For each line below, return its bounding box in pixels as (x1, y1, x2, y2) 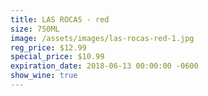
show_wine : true (10, 71, 78, 81)
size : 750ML (10, 24, 60, 34)
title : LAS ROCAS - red (10, 14, 110, 25)
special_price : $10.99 (10, 52, 105, 62)
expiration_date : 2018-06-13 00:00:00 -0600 (10, 61, 199, 71)
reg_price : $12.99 (10, 42, 87, 53)
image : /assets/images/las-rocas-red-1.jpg (10, 33, 195, 43)
